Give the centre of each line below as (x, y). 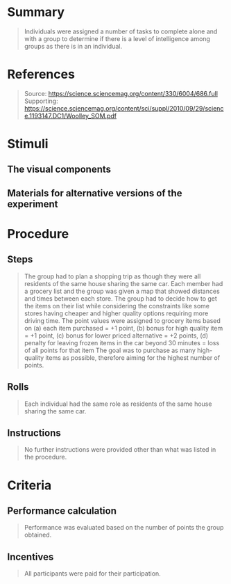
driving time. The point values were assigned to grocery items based (122, 320)
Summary (36, 12)
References (41, 74)
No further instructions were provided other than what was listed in (120, 450)
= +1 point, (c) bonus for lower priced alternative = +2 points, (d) (116, 336)
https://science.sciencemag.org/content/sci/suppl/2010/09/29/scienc (124, 108)
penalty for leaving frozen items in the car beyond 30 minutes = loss (122, 342)
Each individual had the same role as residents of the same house (118, 404)
